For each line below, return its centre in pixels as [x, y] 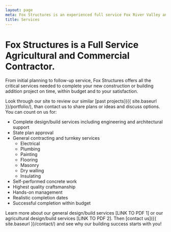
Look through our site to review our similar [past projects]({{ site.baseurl [81, 101]
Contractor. [30, 66]
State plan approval [33, 133]
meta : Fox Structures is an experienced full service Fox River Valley [83, 15]
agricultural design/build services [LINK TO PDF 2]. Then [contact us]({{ [81, 218]
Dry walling [32, 171]
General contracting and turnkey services [56, 138]
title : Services [22, 19]
